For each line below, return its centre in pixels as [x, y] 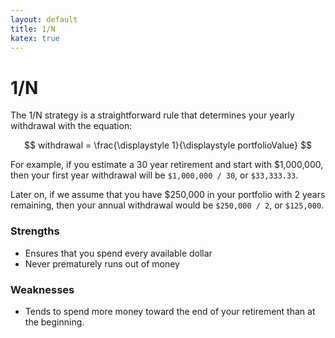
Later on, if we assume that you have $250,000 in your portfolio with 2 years [168, 195]
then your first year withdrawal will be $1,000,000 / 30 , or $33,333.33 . [154, 175]
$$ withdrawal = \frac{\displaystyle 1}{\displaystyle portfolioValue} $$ [168, 145]
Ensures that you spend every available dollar [118, 253]
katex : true [35, 38]
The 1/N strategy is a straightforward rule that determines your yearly [152, 115]
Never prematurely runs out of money [102, 263]
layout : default [44, 19]
